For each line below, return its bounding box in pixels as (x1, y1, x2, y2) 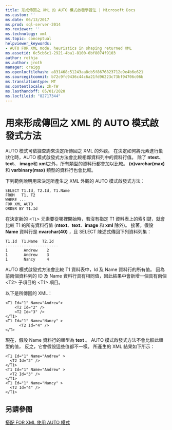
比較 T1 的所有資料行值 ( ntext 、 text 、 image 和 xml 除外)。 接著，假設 (5, 222, 154, 228)
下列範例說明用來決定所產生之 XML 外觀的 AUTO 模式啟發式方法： (5, 178, 145, 184)
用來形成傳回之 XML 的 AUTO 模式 (5, 117, 150, 129)
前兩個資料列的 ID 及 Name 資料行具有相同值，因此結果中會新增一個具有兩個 (5, 273, 167, 279)
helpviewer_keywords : (5, 41, 52, 46)
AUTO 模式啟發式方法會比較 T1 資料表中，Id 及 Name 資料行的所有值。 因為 (5, 266, 165, 272)
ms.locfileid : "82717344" (5, 93, 61, 99)
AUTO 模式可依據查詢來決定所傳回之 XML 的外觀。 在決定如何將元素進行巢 (5, 148, 163, 154)
